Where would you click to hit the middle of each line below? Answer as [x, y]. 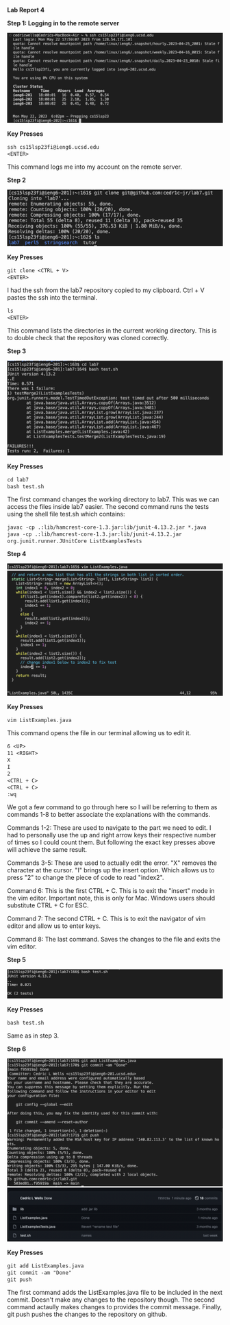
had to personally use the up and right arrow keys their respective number [112, 835]
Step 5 [16, 959]
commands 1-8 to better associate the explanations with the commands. [109, 814]
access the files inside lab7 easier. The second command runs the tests [108, 507]
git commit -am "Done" [39, 1273]
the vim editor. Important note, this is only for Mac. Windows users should [111, 898]
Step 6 [16, 1049]
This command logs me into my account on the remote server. [95, 167]
